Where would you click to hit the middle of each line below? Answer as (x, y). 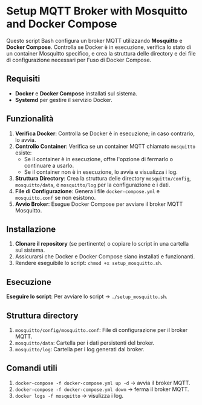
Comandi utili (32, 368)
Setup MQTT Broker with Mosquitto (97, 11)
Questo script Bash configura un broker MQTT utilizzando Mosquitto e (94, 40)
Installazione (31, 229)
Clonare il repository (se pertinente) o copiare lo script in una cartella (102, 244)
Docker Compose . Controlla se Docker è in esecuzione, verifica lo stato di (99, 47)
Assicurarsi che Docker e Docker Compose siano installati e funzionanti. (105, 257)
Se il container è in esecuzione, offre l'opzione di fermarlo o (99, 159)
